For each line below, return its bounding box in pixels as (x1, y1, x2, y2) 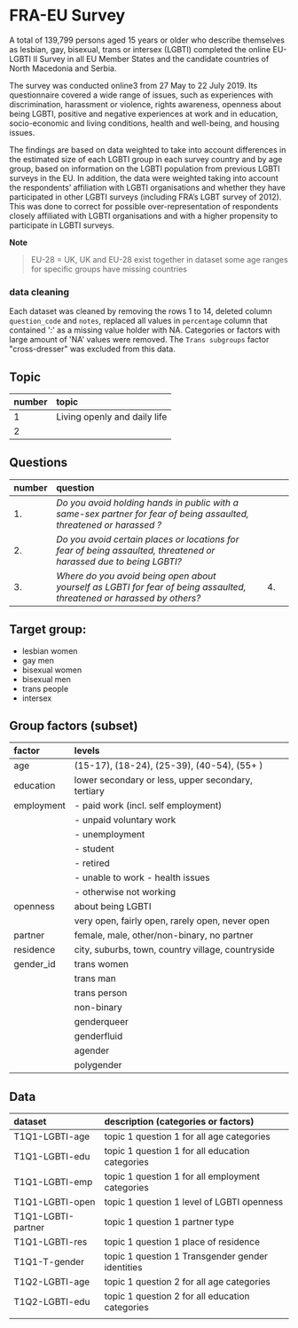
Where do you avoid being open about (56, 570, 216, 582)
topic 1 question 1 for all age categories (104, 1130, 271, 1143)
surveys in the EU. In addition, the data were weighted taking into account (9, 172, 278, 183)
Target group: (9, 622, 87, 637)
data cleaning (9, 286, 69, 298)
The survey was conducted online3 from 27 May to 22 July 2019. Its (9, 80, 258, 90)
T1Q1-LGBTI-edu (13, 1151, 90, 1163)
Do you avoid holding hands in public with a (56, 496, 239, 508)
